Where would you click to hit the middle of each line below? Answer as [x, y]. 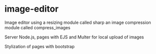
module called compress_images [38, 27]
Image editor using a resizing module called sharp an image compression [78, 22]
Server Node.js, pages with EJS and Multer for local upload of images [74, 37]
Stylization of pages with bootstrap [40, 46]
